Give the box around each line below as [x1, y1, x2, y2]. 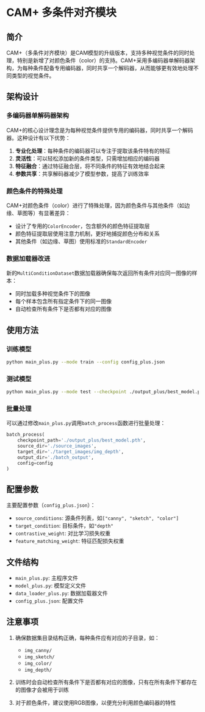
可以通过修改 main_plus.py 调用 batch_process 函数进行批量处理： [6, 420, 166, 427]
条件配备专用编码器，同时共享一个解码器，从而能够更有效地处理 [32, 65, 193, 71]
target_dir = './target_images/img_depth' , [17, 448, 124, 455]
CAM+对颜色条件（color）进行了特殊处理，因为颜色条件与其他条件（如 [6, 202, 185, 209]
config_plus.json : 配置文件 [15, 597, 84, 605]
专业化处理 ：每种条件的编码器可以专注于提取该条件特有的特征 [15, 147, 171, 154]
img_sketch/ [24, 654, 55, 660]
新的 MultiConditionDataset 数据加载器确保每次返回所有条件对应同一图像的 [6, 269, 192, 277]
